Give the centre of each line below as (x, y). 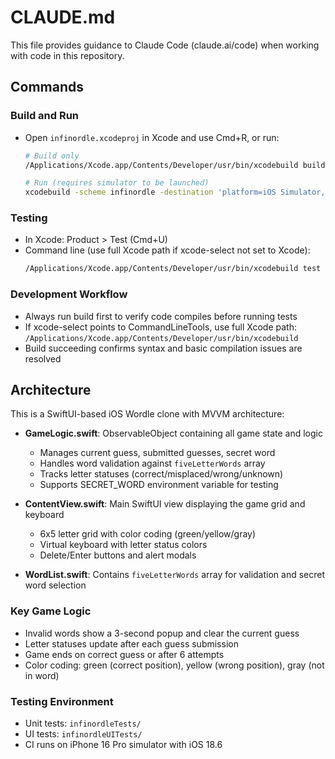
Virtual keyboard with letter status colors (123, 545)
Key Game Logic (51, 611)
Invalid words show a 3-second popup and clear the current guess (162, 633)
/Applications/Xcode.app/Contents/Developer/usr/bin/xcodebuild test (173, 269)
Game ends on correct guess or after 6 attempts (124, 654)
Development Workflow (69, 294)
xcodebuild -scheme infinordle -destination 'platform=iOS (150, 192)
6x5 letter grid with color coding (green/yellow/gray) (148, 534)
